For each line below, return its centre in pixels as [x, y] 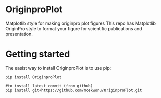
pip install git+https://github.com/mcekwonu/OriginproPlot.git [74, 90]
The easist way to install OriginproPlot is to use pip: [58, 68]
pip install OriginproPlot [33, 77]
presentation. [19, 34]
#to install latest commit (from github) [49, 86]
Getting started [38, 54]
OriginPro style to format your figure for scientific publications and [74, 28]
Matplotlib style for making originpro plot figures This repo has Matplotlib [81, 23]
